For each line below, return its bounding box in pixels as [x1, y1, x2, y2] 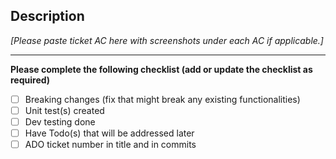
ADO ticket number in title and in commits [24, 139, 197, 151]
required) [10, 74, 51, 86]
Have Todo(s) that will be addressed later [24, 127, 195, 139]
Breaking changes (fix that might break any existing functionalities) [24, 93, 301, 105]
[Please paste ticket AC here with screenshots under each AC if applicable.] [10, 34, 324, 46]
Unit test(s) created [24, 104, 105, 116]
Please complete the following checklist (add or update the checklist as [10, 63, 313, 75]
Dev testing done [24, 115, 96, 128]
